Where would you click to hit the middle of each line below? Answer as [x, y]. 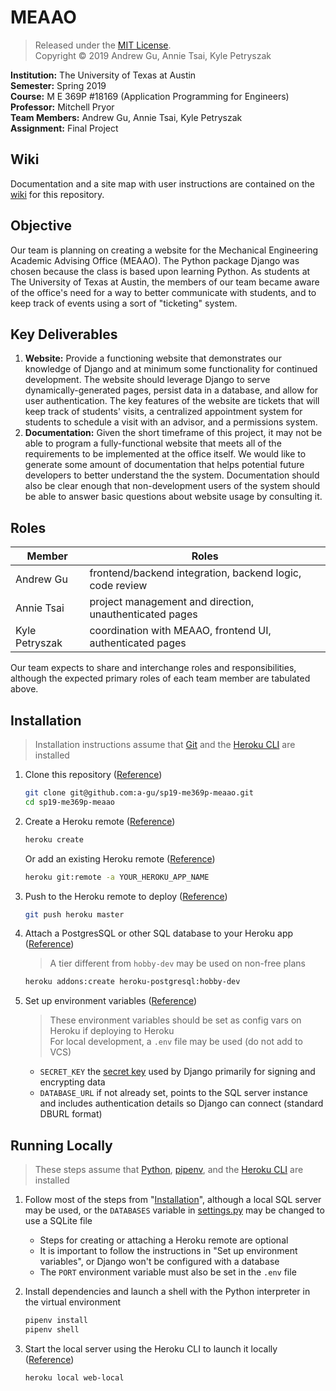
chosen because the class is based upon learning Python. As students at [160, 271]
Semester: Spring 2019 [58, 85]
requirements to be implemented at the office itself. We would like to [165, 454]
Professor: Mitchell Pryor [62, 107]
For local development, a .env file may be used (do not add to [176, 1042]
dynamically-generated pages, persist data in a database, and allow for [171, 390]
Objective [41, 226]
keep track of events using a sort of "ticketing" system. [124, 303]
